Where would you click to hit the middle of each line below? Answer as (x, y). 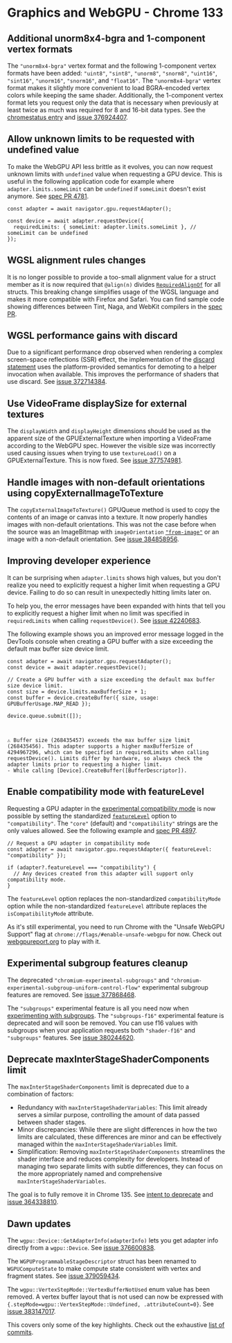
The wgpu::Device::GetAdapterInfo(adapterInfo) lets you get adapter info (113, 1240)
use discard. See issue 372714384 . (57, 382)
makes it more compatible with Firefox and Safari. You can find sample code (116, 299)
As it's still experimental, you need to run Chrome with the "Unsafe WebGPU (116, 927)
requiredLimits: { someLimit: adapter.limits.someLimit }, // (105, 227)
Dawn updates (39, 1223)
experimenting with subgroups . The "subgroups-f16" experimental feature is (116, 1015)
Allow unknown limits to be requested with (101, 139)
